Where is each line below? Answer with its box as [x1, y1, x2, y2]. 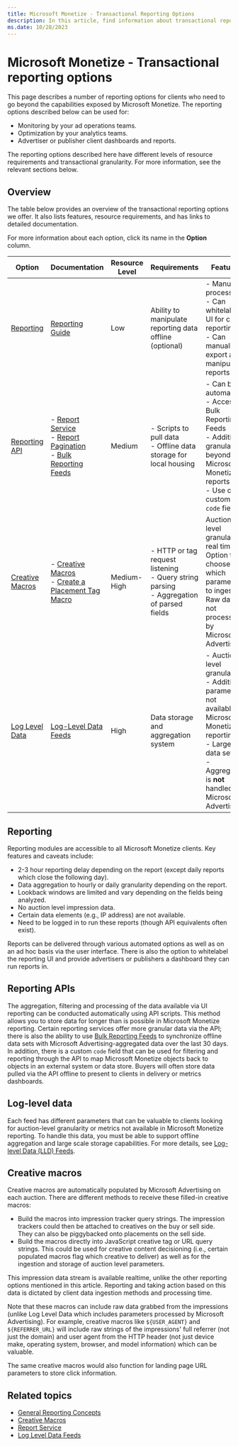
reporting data [150, 324, 198, 333]
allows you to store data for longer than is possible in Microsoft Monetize [7, 1016, 220, 1025]
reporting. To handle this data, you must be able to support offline [7, 1131, 200, 1139]
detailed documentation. [7, 220, 79, 228]
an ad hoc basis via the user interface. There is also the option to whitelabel [7, 946, 229, 955]
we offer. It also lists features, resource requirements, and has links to [7, 212, 210, 221]
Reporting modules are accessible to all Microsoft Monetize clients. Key [7, 844, 216, 852]
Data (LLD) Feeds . [22, 1147, 76, 1155]
